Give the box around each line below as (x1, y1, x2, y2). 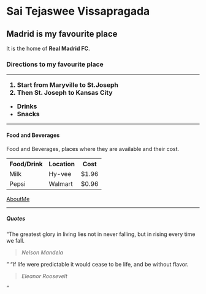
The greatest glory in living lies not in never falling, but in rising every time (9, 230, 196, 238)
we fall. (6, 237, 25, 244)
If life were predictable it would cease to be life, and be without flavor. (12, 260, 189, 268)
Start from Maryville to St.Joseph (17, 81, 118, 89)
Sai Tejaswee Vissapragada (6, 4, 150, 18)
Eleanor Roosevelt (21, 272, 67, 279)
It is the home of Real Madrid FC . (6, 45, 90, 52)
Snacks (17, 110, 40, 119)
